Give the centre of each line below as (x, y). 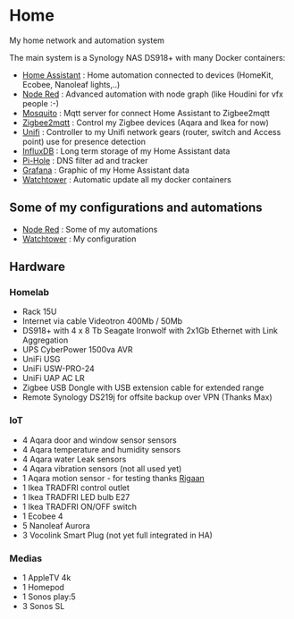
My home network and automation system (87, 40)
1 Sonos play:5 (49, 597)
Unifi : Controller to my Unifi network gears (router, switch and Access (151, 131)
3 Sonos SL (43, 606)
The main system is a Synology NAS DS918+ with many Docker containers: (147, 57)
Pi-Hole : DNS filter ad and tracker (85, 160)
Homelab (29, 293)
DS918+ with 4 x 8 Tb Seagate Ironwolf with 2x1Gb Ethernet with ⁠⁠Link (150, 331)
